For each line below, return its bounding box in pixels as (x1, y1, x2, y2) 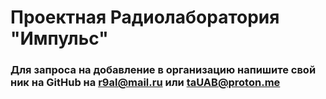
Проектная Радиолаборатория (10, 6, 280, 29)
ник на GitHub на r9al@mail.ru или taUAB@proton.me (10, 76, 281, 90)
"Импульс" (10, 27, 109, 50)
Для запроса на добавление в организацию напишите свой (10, 63, 317, 77)
